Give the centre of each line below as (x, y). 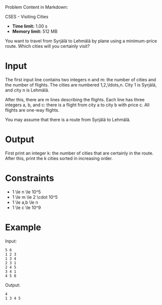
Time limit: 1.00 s (30, 26)
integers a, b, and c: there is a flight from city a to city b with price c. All (77, 105)
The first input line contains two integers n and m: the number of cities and (81, 79)
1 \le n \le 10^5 (27, 192)
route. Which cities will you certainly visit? (47, 46)
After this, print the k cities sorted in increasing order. (59, 158)
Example (23, 227)
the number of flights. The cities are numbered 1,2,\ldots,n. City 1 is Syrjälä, (81, 85)
